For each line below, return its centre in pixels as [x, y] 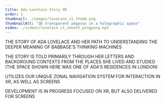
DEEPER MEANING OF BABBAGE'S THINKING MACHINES [64, 47]
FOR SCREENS [20, 97]
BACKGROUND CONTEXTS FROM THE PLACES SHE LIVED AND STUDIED [80, 62]
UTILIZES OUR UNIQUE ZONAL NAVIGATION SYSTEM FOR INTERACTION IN [83, 77]
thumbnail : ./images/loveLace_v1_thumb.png [50, 19]
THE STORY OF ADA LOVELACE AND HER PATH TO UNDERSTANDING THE [81, 42]
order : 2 [14, 14]
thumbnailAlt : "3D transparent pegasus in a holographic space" [72, 23]
